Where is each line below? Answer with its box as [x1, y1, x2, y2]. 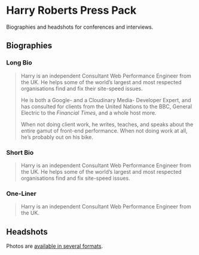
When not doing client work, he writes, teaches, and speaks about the [20, 121, 194, 128]
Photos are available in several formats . [6, 242, 103, 250]
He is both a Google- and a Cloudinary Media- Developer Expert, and [20, 96, 191, 103]
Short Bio [6, 148, 34, 156]
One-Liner [6, 189, 37, 198]
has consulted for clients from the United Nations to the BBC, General [20, 103, 192, 110]
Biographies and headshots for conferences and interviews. [6, 23, 154, 30]
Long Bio [6, 59, 32, 67]
